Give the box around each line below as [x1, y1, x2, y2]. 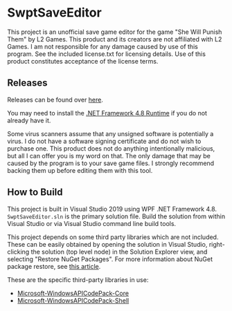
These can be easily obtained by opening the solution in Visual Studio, [7, 240, 208, 248]
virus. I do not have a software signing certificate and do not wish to [7, 137, 202, 145]
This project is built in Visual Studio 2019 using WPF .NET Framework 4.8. [7, 205, 217, 213]
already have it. [7, 116, 51, 124]
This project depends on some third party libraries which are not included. [7, 233, 219, 241]
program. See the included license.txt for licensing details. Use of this [7, 50, 206, 58]
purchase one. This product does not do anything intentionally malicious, [7, 144, 215, 153]
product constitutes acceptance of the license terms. [7, 57, 159, 65]
